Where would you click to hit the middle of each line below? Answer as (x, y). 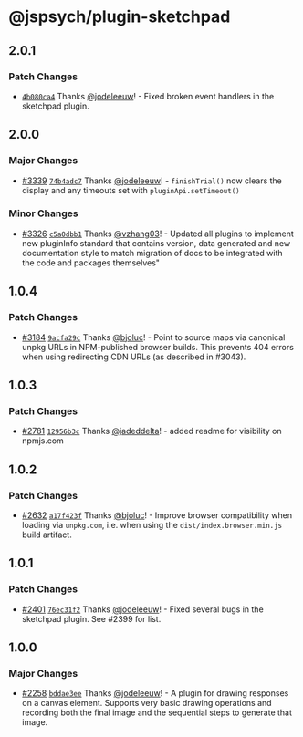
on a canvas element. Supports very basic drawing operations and (146, 703)
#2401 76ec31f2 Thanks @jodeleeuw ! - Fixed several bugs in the (142, 609)
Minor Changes (43, 213)
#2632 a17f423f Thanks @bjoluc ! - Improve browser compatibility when (157, 515)
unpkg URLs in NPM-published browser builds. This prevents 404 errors (157, 347)
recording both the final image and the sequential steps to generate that (157, 712)
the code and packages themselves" (91, 263)
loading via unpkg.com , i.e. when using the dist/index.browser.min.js (152, 524)
